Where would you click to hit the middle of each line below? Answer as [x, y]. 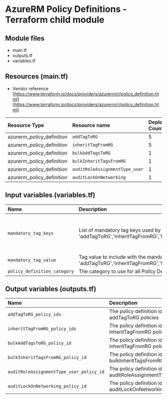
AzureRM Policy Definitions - [66, 9]
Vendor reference [30, 88]
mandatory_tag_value [32, 260]
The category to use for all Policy [117, 271]
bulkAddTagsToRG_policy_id [40, 343]
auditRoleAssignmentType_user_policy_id [56, 372]
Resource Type [26, 125]
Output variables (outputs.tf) [51, 289]
